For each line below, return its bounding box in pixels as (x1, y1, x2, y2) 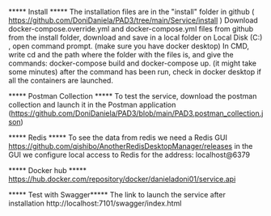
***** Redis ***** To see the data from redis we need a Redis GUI (8, 133, 228, 142)
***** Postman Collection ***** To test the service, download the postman (8, 91, 257, 100)
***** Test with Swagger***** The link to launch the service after (8, 190, 227, 199)
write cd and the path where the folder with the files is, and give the (8, 50, 234, 59)
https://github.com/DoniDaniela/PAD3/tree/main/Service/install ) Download (8, 15, 259, 25)
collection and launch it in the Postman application (8, 100, 176, 109)
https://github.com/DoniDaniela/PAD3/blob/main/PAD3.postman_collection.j (11, 108, 264, 118)
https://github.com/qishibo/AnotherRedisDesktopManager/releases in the (8, 142, 253, 150)
